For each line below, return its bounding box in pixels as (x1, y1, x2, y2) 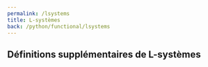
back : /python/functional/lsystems (7, 23, 111, 30)
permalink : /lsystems (7, 10, 70, 17)
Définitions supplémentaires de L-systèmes (7, 48, 201, 60)
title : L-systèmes (7, 17, 61, 23)
